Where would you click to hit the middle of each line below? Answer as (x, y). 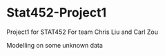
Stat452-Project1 (57, 13)
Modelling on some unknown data (55, 45)
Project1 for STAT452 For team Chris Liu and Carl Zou (82, 32)
